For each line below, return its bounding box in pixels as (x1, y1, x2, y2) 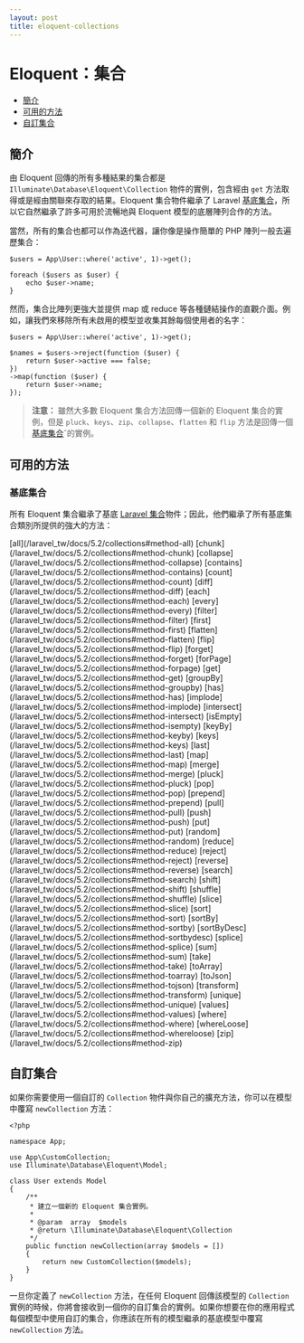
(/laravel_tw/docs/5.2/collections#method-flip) (9, 643, 184, 654)
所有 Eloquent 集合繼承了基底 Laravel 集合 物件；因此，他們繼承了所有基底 (9, 508, 285, 519)
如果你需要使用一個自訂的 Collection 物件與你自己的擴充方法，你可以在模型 (9, 1092, 292, 1102)
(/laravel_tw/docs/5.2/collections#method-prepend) (9, 797, 204, 808)
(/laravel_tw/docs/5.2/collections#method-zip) (9, 1037, 183, 1048)
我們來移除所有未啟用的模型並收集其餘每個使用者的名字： (33, 315, 247, 326)
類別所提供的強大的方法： (16, 519, 113, 530)
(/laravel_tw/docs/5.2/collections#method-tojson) (9, 979, 195, 990)
